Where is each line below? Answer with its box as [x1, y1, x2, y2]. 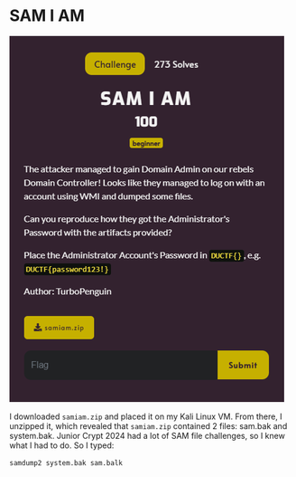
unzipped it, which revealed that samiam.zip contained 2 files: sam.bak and [9, 420, 288, 431]
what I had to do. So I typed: [9, 440, 115, 451]
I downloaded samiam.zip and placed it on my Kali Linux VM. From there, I [9, 411, 282, 422]
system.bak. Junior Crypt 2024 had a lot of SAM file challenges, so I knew [9, 430, 286, 441]
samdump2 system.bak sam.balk [9, 458, 124, 467]
